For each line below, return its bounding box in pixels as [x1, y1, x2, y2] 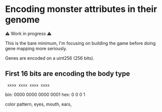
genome [5, 14, 40, 25]
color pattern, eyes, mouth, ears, [5, 101, 72, 107]
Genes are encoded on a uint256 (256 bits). [5, 55, 95, 61]
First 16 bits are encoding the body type [5, 70, 130, 78]
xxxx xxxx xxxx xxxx [7, 83, 50, 88]
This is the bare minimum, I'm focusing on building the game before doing [5, 40, 156, 46]
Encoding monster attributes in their [5, 3, 158, 15]
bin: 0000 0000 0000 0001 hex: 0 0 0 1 [5, 91, 85, 98]
